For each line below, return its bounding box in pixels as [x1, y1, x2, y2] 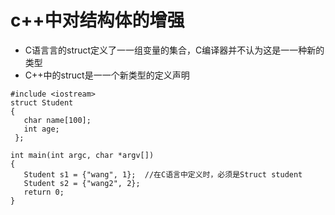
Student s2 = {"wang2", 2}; [23, 178, 141, 188]
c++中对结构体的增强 [10, 9, 185, 32]
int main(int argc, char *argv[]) [10, 150, 155, 160]
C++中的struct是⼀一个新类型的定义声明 [24, 69, 190, 81]
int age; [23, 124, 60, 134]
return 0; [23, 187, 65, 197]
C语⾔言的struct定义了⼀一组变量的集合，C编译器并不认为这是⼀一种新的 [24, 44, 325, 56]
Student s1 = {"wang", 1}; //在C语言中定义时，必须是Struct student [23, 169, 303, 180]
